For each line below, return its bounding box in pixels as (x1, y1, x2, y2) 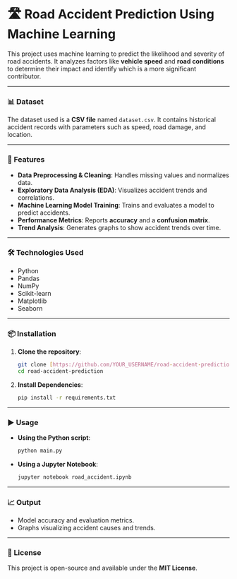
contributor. (7, 72, 42, 80)
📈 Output (7, 497, 41, 507)
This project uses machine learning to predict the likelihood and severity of (7, 49, 225, 58)
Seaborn (17, 304, 43, 312)
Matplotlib (17, 297, 47, 305)
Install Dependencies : (17, 380, 83, 389)
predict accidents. (17, 208, 71, 217)
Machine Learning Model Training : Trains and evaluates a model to (17, 201, 215, 209)
